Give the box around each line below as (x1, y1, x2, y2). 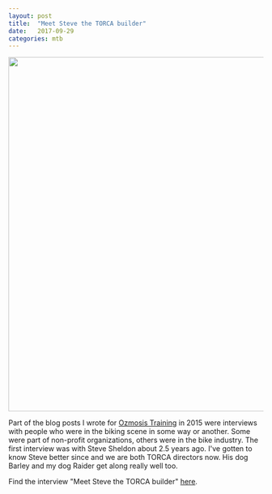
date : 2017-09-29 (8, 27, 74, 35)
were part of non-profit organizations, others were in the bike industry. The (8, 435, 259, 445)
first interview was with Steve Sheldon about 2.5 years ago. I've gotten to (8, 444, 253, 454)
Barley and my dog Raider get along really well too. (8, 461, 178, 471)
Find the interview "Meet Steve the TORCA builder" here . (8, 477, 198, 487)
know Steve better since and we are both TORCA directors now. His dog (8, 453, 249, 462)
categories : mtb (8, 34, 63, 43)
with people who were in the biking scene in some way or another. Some (8, 427, 251, 437)
